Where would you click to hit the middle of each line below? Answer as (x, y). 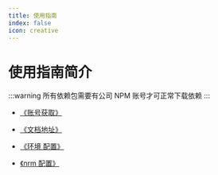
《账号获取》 (41, 113)
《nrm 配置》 (39, 163)
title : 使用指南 (33, 16)
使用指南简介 (51, 72)
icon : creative (33, 30)
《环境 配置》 (42, 146)
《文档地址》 (41, 130)
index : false (30, 23)
